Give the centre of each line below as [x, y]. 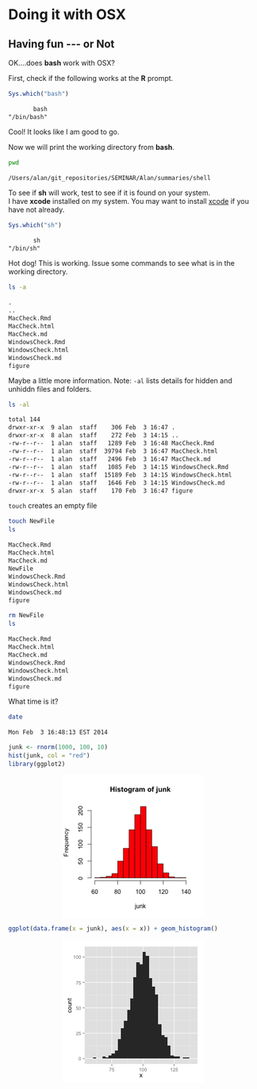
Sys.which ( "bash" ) [38, 94]
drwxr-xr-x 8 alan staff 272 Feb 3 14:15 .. [94, 435]
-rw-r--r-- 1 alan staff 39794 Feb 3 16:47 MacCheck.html [113, 451]
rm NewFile [26, 615]
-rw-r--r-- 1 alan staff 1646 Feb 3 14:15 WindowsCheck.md [117, 483]
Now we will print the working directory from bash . [91, 147]
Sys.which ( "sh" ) [35, 225]
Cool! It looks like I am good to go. [64, 132]
